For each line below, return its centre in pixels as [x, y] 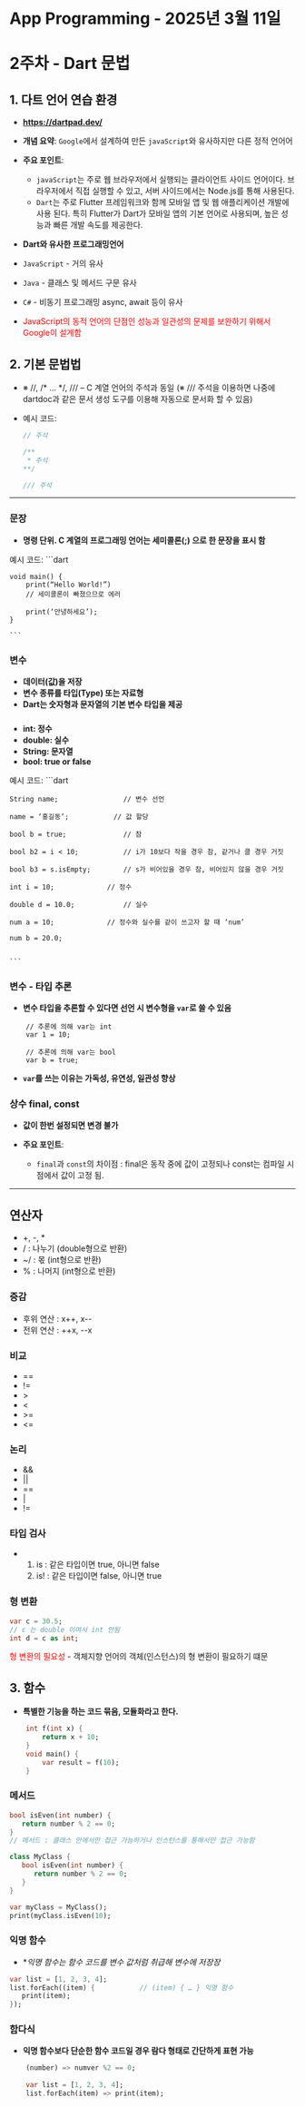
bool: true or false [57, 761]
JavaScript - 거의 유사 [63, 263]
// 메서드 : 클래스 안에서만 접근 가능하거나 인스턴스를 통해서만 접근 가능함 [133, 1841]
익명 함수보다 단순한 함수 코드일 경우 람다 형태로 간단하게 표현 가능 [138, 2051]
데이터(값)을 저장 [52, 681]
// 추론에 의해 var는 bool [71, 1053]
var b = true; [52, 1060]
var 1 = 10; [48, 1035]
